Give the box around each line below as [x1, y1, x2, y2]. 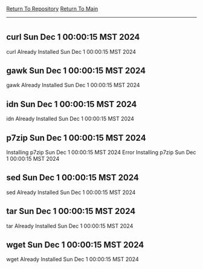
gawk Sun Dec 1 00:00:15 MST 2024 [6, 66, 146, 76]
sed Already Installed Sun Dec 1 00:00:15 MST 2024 [6, 189, 136, 196]
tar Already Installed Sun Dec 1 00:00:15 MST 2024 [6, 222, 134, 229]
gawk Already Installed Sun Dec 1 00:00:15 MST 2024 [6, 82, 140, 89]
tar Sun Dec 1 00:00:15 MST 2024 [6, 206, 136, 216]
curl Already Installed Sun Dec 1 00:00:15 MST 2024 [6, 48, 137, 55]
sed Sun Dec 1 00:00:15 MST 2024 [6, 172, 139, 183]
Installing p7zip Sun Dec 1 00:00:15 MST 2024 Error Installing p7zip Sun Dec [6, 149, 196, 156]
